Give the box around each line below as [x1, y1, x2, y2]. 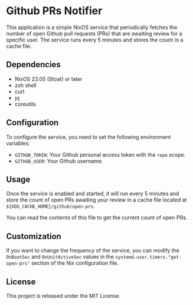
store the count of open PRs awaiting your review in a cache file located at [6, 196, 187, 203]
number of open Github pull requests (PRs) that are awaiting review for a [6, 30, 182, 37]
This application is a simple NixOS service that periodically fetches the [6, 24, 178, 31]
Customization [6, 231, 62, 241]
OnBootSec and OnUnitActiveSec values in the [6, 253, 114, 261]
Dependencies [6, 60, 61, 70]
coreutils [14, 100, 37, 108]
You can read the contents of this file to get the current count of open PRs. [6, 214, 188, 221]
